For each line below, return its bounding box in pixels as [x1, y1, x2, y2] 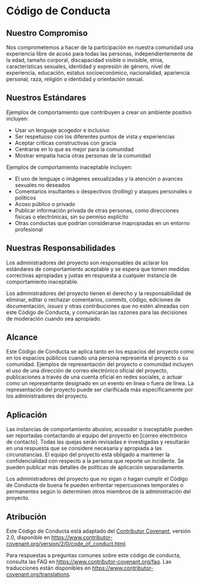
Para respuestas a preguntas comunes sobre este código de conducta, [6, 552, 181, 559]
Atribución [6, 512, 47, 522]
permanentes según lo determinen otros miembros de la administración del [6, 488, 191, 495]
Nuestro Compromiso [6, 28, 88, 38]
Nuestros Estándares [6, 93, 87, 103]
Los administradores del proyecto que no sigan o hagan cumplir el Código [6, 475, 188, 482]
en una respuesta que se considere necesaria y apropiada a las [6, 445, 162, 452]
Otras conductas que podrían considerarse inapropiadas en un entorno [14, 219, 190, 226]
